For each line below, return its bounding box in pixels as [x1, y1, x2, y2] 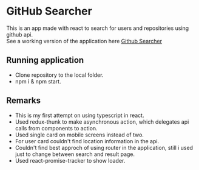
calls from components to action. [15, 124, 98, 132]
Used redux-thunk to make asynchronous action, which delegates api [15, 118, 189, 126]
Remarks [6, 96, 41, 106]
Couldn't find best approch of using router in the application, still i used [15, 144, 193, 151]
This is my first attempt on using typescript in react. [15, 112, 144, 119]
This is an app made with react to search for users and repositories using [6, 24, 189, 32]
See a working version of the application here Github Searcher [6, 37, 163, 44]
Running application [6, 55, 84, 65]
